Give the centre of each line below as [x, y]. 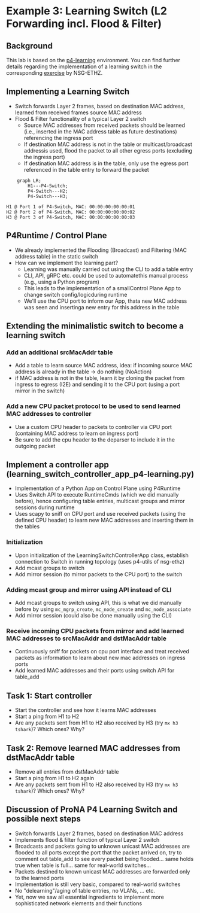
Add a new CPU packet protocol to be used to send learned [93, 406]
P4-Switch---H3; [48, 196]
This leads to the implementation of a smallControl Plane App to [102, 288]
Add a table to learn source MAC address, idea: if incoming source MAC [104, 366]
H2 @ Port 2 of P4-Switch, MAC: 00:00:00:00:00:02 [71, 212]
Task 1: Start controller [49, 696]
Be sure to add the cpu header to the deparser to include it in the [95, 439]
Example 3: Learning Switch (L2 [87, 11]
